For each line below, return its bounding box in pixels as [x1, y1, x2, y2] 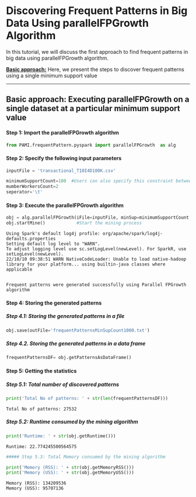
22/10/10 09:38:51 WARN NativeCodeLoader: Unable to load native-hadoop [6, 256, 187, 263]
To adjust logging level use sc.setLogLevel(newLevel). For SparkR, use [6, 246, 187, 252]
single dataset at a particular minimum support [6, 103, 180, 113]
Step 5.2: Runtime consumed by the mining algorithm [6, 418, 138, 425]
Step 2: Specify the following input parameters [6, 155, 122, 161]
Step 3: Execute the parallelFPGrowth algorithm [6, 202, 124, 209]
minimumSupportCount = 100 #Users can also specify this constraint [6, 178, 174, 184]
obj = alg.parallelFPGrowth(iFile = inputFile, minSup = [6, 215, 140, 220]
